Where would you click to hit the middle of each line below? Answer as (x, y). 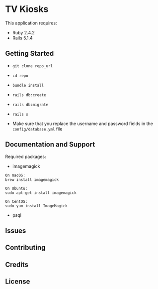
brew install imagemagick (32, 180)
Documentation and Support (50, 145)
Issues (16, 230)
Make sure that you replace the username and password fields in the (82, 124)
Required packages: (26, 156)
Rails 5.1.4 (23, 38)
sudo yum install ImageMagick (37, 206)
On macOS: (15, 175)
